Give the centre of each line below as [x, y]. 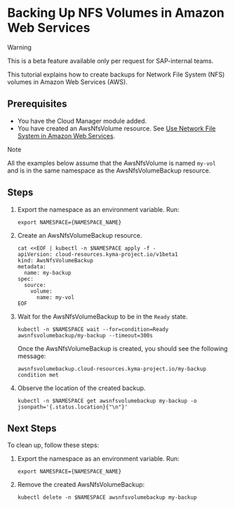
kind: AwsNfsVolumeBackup [55, 260]
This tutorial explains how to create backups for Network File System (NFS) [116, 74]
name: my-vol [55, 297]
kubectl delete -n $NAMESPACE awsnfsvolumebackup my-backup [107, 497]
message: [32, 356]
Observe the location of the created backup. [81, 388]
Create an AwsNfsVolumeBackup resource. [80, 235]
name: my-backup [48, 273]
